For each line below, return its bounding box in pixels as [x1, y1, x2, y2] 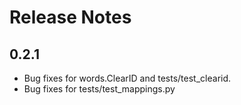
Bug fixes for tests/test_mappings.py [23, 83, 176, 95]
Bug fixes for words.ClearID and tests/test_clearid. [23, 72, 232, 84]
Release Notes [9, 6, 132, 29]
